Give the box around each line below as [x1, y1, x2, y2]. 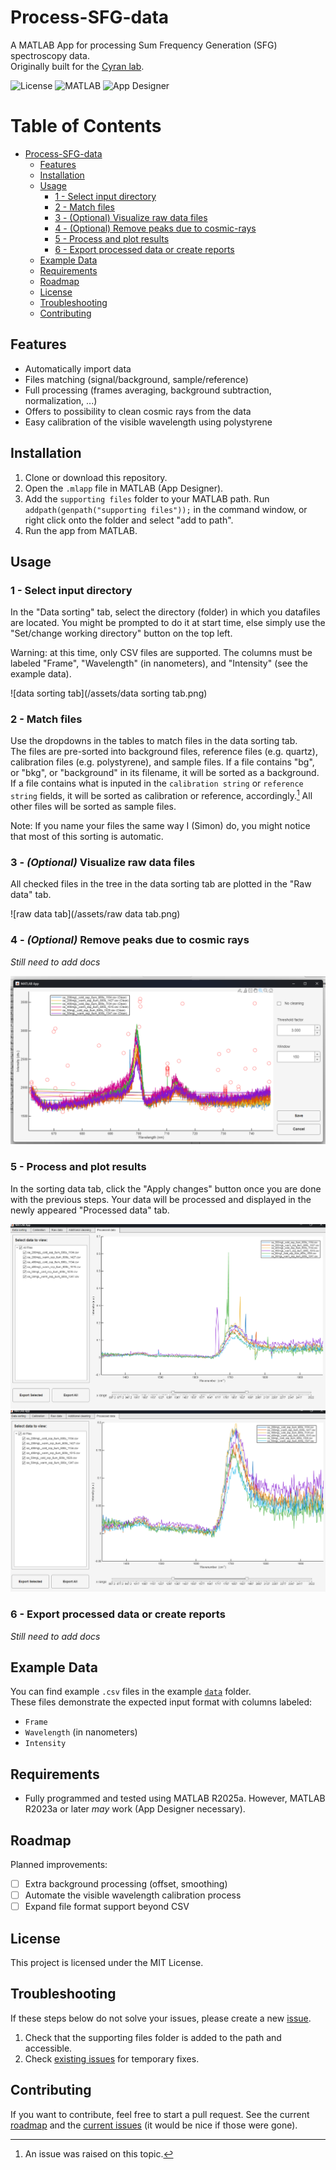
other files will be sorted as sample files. [10, 801, 177, 813]
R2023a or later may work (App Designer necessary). [24, 1803, 246, 1815]
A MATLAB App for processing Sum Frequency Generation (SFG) [10, 39, 278, 51]
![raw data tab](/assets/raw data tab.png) [10, 908, 181, 920]
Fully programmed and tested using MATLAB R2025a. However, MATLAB [24, 1792, 326, 1805]
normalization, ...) [24, 394, 98, 406]
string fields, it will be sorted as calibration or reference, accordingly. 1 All [10, 788, 313, 802]
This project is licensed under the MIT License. [10, 1956, 204, 1968]
